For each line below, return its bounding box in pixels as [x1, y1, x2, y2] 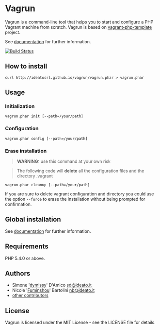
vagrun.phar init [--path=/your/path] [5, 114, 83, 119]
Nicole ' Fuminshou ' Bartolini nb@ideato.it [12, 287, 95, 293]
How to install [5, 62, 48, 70]
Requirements [5, 243, 48, 251]
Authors [5, 269, 31, 278]
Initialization [5, 103, 35, 110]
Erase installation [5, 147, 47, 154]
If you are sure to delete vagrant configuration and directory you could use [5, 191, 154, 197]
